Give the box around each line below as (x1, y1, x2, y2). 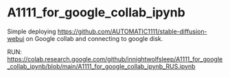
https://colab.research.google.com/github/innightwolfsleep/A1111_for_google (7, 55, 223, 63)
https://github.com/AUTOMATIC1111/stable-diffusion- (57, 27, 207, 35)
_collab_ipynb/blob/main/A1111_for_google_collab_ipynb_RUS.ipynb (7, 62, 196, 70)
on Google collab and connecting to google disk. (25, 34, 163, 42)
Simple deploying (7, 27, 56, 35)
